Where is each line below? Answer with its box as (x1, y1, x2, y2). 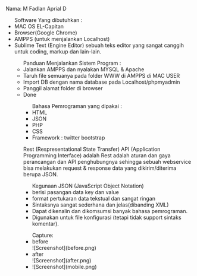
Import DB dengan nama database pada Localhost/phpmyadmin (23, 78, 180, 85)
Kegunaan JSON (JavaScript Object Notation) (32, 182, 144, 189)
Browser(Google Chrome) (14, 29, 78, 36)
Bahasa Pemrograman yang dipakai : (32, 103, 123, 109)
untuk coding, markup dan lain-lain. (14, 48, 102, 55)
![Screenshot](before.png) (32, 245, 96, 251)
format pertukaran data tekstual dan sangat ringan (32, 195, 156, 202)
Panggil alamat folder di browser (23, 85, 103, 91)
